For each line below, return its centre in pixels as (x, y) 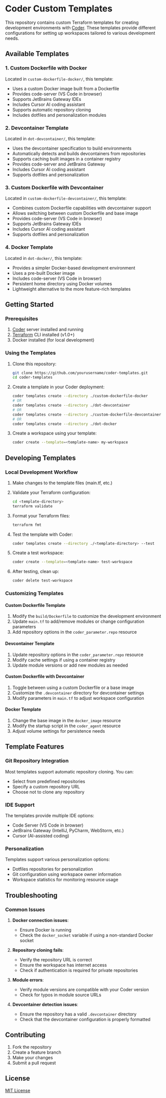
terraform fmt (27, 525)
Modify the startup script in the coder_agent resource (66, 726)
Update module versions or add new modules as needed (70, 665)
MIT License (18, 1090)
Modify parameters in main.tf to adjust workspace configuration (78, 698)
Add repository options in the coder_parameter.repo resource (75, 632)
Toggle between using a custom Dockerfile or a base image (73, 687)
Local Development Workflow (42, 472)
